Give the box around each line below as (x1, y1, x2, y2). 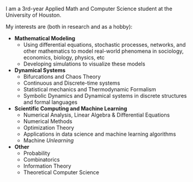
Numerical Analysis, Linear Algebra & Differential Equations (23, 111, 170, 118)
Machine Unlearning (23, 137, 74, 144)
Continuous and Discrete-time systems (23, 79, 121, 86)
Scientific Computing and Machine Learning (14, 105, 127, 112)
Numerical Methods (23, 118, 73, 125)
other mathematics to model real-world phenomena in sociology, (23, 47, 184, 55)
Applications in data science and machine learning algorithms (23, 130, 176, 138)
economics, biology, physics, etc (23, 54, 105, 61)
